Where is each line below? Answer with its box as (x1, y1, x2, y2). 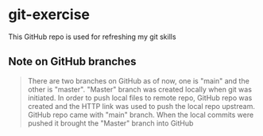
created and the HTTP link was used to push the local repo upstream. (27, 101, 256, 111)
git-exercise (8, 6, 90, 24)
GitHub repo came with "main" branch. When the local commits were (27, 110, 254, 119)
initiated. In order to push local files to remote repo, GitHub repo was (27, 93, 253, 103)
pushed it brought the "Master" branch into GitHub (27, 118, 194, 128)
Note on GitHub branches (8, 55, 137, 68)
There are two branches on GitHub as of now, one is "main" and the (27, 76, 250, 85)
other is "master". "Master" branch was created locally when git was (27, 84, 253, 94)
